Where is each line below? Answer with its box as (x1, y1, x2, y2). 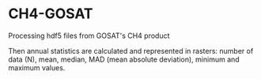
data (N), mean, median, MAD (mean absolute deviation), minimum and (8, 55, 240, 64)
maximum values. (8, 62, 66, 72)
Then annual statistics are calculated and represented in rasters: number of (8, 46, 254, 55)
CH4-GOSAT (8, 5, 93, 23)
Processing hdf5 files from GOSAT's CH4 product (8, 31, 170, 40)
